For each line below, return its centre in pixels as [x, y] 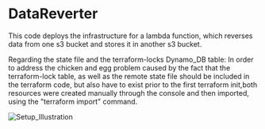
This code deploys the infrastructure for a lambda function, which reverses [131, 36]
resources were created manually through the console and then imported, [129, 93]
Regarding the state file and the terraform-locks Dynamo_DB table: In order [131, 59]
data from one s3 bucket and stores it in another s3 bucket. [105, 44]
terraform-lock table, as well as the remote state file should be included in [129, 76]
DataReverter [53, 14]
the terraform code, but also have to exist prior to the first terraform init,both [133, 85]
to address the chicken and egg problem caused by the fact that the [119, 67]
